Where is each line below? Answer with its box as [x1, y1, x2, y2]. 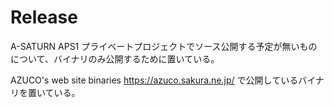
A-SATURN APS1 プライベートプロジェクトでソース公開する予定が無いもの [10, 40, 318, 52]
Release [10, 6, 78, 29]
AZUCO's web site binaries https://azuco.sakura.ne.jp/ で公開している [10, 74, 299, 86]
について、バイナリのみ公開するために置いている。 [10, 52, 220, 65]
